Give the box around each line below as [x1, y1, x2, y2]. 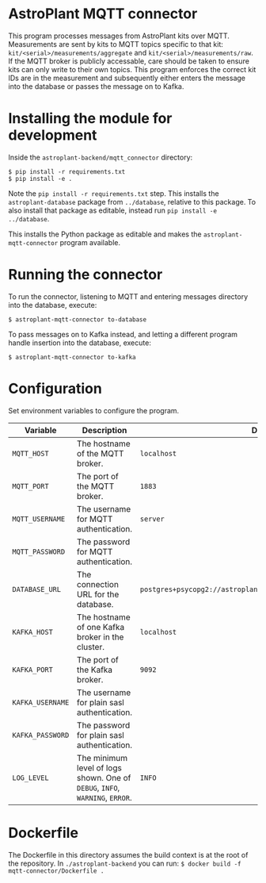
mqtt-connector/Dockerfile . [8, 866, 104, 875]
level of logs [76, 762, 123, 774]
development [8, 126, 97, 144]
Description [82, 424, 127, 436]
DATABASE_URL [12, 585, 62, 593]
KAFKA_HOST [12, 628, 53, 636]
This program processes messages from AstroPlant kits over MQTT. [8, 31, 230, 40]
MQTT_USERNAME [12, 514, 66, 524]
